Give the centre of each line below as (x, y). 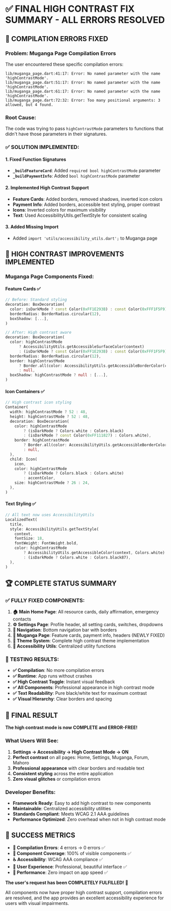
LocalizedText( (21, 519)
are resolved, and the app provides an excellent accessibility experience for (85, 898)
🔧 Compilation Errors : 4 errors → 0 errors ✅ (59, 847)
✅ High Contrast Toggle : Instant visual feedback (64, 682)
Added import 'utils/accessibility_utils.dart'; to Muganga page (85, 238)
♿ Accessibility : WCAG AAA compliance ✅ (58, 859)
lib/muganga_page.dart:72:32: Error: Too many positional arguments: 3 (83, 100)
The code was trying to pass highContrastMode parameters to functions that (84, 129)
